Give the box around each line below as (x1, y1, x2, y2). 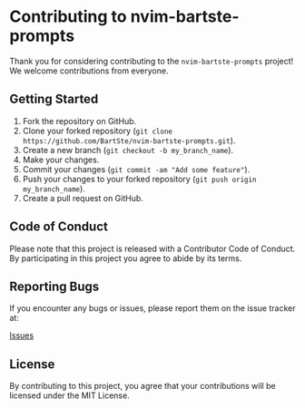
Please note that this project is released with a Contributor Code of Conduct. (9, 243, 296, 254)
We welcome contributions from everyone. (9, 65, 169, 76)
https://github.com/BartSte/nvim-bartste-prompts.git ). (22, 134, 236, 146)
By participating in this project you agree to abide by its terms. (9, 252, 242, 264)
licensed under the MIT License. (9, 390, 130, 401)
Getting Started (9, 92, 99, 107)
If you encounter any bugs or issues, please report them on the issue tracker (9, 303, 296, 314)
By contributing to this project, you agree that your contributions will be (9, 381, 276, 392)
